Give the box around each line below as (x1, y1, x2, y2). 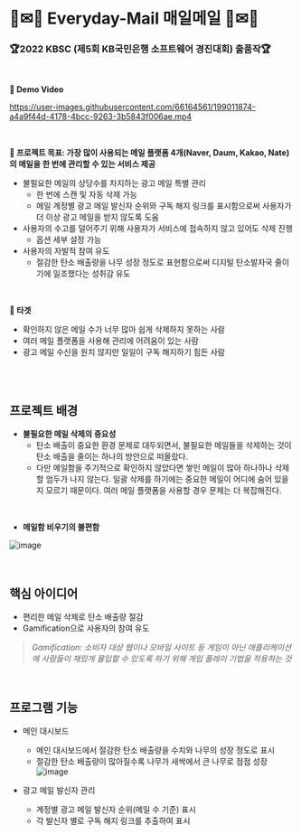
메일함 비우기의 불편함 (22, 521, 100, 533)
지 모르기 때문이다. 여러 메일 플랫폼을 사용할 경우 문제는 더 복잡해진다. (35, 485, 282, 496)
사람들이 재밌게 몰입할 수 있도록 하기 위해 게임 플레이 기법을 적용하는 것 (41, 653, 292, 664)
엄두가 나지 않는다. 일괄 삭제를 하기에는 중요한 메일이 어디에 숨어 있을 (45, 473, 289, 484)
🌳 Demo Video (9, 84, 64, 95)
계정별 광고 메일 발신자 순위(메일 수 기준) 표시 (35, 803, 197, 814)
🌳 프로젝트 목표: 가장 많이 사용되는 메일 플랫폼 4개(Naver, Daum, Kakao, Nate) (9, 147, 290, 158)
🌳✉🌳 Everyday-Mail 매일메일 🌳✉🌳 (9, 8, 259, 29)
